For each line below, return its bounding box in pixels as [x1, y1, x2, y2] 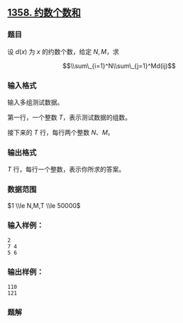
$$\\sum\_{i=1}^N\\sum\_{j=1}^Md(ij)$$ [62, 61, 176, 70]
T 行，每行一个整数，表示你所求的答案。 [7, 165, 126, 174]
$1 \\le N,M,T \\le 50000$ [7, 201, 81, 209]
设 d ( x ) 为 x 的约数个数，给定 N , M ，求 [7, 47, 119, 55]
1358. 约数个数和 [7, 6, 82, 19]
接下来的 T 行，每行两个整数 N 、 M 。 [7, 128, 115, 136]
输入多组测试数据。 [7, 98, 64, 106]
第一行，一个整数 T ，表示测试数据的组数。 [7, 113, 131, 121]
